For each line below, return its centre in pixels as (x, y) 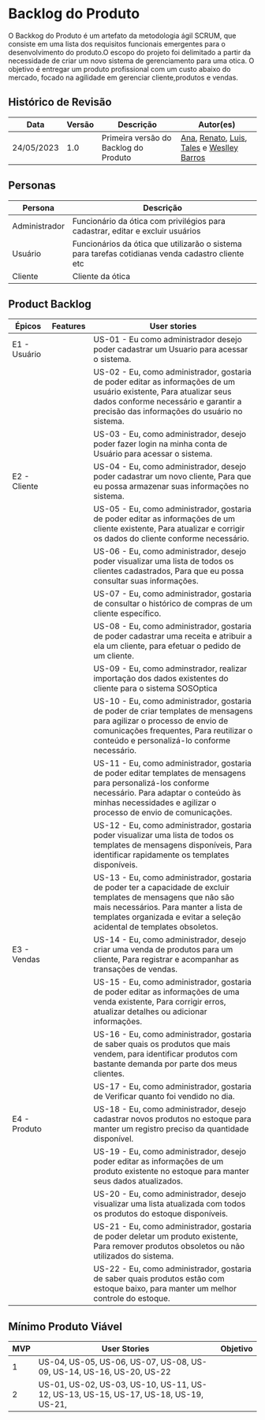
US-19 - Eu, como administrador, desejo (170, 1152)
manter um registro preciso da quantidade (171, 1129)
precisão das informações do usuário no (168, 412)
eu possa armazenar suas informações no (171, 486)
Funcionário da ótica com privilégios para (149, 221)
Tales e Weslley (210, 147)
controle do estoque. (132, 1299)
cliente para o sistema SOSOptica (155, 688)
